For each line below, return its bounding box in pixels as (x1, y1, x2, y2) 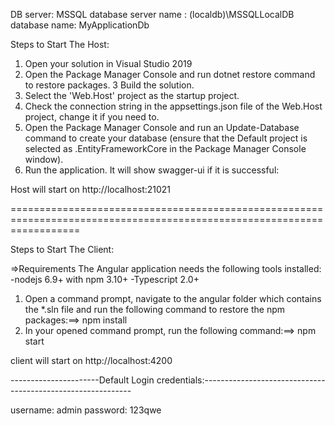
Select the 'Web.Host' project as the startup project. (24, 90, 240, 101)
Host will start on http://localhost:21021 (10, 184, 172, 195)
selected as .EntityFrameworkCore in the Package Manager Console (24, 143, 307, 154)
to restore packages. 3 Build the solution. (24, 79, 195, 91)
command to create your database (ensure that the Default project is (24, 132, 308, 144)
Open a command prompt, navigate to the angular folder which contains (24, 293, 322, 304)
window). (24, 154, 64, 165)
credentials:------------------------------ (156, 374, 326, 386)
